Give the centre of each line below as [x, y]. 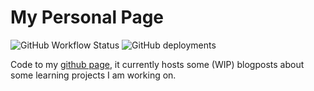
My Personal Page [87, 17]
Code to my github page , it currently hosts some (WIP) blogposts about [157, 64]
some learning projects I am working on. [93, 75]
